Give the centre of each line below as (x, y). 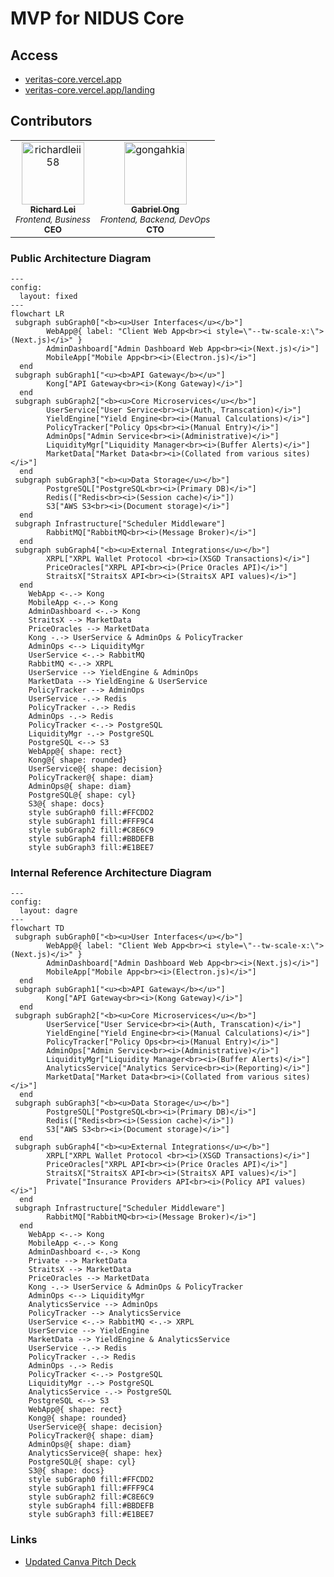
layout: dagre (48, 911)
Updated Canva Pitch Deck (80, 1561)
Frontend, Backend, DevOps (155, 219)
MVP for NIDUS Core (97, 18)
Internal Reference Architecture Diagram (111, 873)
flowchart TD (37, 928)
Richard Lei (53, 209)
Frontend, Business (53, 219)
